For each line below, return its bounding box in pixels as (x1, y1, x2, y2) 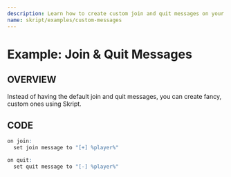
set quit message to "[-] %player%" (13, 163, 119, 170)
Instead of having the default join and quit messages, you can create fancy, (7, 92, 222, 100)
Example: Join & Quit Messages (7, 46, 192, 62)
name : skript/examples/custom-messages (7, 17, 122, 24)
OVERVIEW (7, 74, 57, 86)
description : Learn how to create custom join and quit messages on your (7, 10, 225, 17)
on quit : (7, 157, 33, 164)
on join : (7, 138, 33, 145)
